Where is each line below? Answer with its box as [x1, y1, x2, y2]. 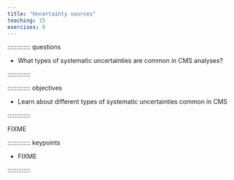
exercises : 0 [7, 23, 46, 30]
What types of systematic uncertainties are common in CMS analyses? [17, 56, 223, 65]
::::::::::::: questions [7, 43, 61, 52]
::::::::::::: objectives [7, 84, 63, 92]
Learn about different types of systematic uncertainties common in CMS [17, 97, 228, 106]
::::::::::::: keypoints [7, 138, 61, 147]
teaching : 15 [7, 17, 46, 24]
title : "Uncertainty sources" [7, 10, 97, 18]
